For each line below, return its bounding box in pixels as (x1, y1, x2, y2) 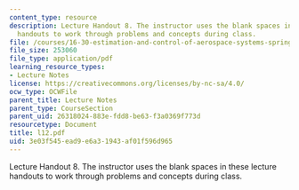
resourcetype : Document (9, 121, 98, 130)
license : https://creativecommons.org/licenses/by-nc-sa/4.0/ (9, 79, 245, 88)
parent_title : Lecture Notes (9, 95, 117, 105)
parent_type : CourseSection (9, 104, 114, 113)
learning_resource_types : (9, 63, 105, 72)
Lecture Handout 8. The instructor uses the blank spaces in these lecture (9, 161, 278, 171)
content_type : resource (9, 12, 98, 22)
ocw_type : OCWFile (9, 87, 77, 96)
